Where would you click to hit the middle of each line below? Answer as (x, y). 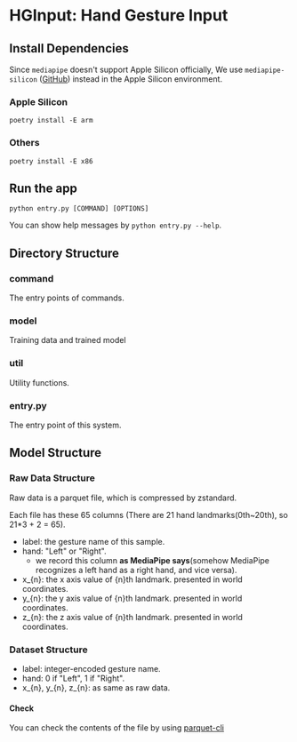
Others (24, 143)
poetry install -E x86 (51, 161)
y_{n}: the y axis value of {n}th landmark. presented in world (132, 598)
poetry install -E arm (51, 121)
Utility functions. (39, 382)
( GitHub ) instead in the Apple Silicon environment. (131, 79)
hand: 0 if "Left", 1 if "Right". (73, 678)
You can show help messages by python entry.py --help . (116, 225)
